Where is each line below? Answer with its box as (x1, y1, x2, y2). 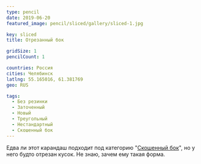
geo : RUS (6, 82, 29, 88)
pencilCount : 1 (6, 54, 45, 60)
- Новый (12, 110, 32, 116)
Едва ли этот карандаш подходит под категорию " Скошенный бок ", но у (6, 144, 196, 151)
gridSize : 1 (6, 48, 37, 54)
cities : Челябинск (6, 70, 53, 76)
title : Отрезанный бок (6, 37, 64, 43)
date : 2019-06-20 (6, 15, 51, 21)
